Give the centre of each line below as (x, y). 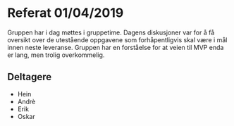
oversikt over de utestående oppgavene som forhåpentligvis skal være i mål (117, 39)
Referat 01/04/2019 (66, 13)
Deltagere (29, 77)
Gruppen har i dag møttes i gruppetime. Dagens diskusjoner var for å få (111, 32)
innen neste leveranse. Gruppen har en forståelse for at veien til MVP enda (116, 47)
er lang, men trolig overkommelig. (56, 55)
